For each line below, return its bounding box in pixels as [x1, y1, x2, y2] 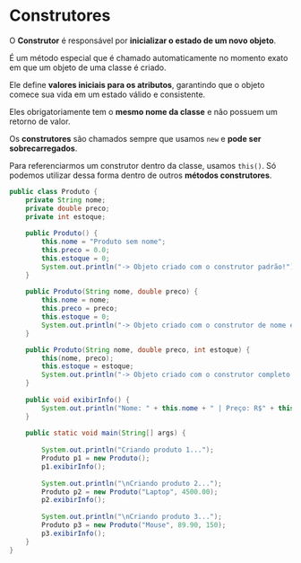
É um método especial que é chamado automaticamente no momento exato [9, 52, 288, 63]
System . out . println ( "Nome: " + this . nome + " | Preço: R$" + [41, 403, 275, 413]
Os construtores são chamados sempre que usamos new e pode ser [9, 133, 262, 144]
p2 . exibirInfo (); [41, 496, 106, 505]
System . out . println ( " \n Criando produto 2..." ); [41, 479, 222, 488]
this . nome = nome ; [41, 295, 110, 305]
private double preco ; [25, 204, 110, 213]
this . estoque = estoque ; [41, 362, 134, 371]
